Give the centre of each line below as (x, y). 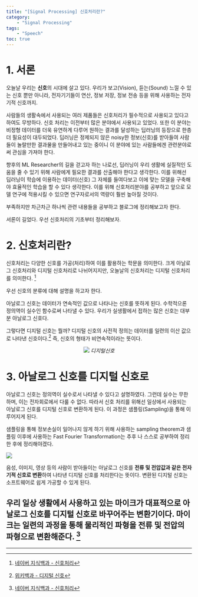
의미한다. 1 (24, 277)
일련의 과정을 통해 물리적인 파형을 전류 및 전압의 (103, 525)
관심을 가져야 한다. (33, 152)
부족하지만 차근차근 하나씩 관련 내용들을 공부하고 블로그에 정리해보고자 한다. (93, 206)
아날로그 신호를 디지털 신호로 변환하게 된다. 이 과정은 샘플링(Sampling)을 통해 (95, 409)
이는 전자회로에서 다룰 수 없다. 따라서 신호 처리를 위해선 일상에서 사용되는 (103, 402)
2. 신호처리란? (39, 246)
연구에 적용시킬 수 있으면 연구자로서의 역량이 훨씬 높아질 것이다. (85, 194)
